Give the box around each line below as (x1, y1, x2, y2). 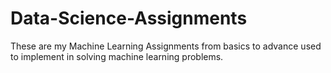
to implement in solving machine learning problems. (10, 50, 224, 62)
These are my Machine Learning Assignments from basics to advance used (10, 40, 322, 52)
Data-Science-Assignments (10, 7, 248, 30)
